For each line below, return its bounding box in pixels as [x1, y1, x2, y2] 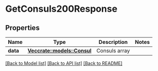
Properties [5, 23, 40, 32]
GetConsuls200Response [5, 3, 118, 15]
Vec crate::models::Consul [27, 47, 92, 54]
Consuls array [96, 47, 130, 54]
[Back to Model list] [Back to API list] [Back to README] [5, 60, 123, 66]
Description [99, 39, 128, 45]
